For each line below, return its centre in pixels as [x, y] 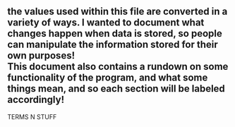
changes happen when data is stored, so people [115, 34]
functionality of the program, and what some [108, 78]
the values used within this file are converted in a [117, 12]
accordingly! [36, 100]
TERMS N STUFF [32, 116]
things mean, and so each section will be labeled [116, 89]
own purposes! [41, 56]
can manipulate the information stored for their [113, 45]
